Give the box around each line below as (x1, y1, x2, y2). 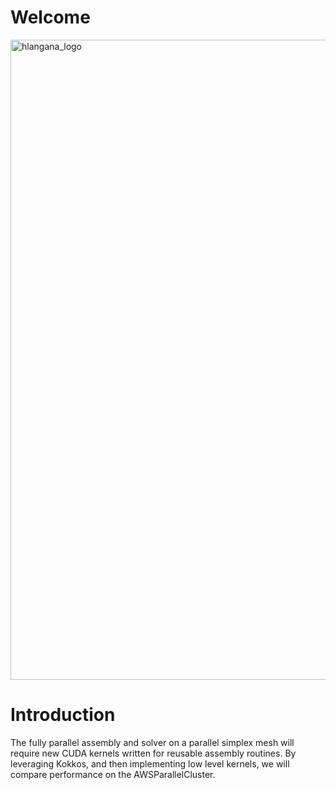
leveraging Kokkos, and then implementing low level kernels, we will (10, 757, 290, 770)
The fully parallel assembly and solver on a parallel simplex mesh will (10, 736, 295, 748)
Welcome (10, 6, 91, 29)
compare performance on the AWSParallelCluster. (10, 768, 216, 780)
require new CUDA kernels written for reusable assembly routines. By (10, 747, 297, 759)
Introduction (10, 704, 116, 726)
